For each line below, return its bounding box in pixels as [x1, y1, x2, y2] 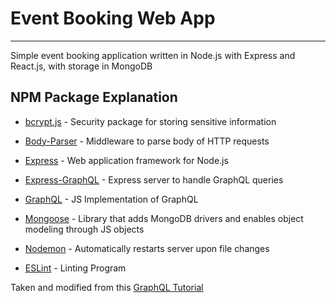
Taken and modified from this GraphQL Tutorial [10, 281, 204, 293]
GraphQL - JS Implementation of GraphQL [24, 193, 199, 205]
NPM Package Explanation [10, 89, 178, 106]
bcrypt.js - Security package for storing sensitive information [24, 115, 277, 127]
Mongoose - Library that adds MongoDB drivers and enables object [24, 212, 304, 224]
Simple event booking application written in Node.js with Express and [10, 49, 296, 61]
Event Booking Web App [10, 7, 216, 30]
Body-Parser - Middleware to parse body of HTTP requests [24, 135, 270, 147]
